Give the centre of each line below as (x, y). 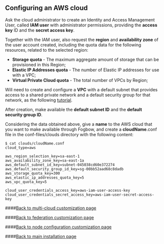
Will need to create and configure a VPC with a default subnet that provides (81, 89)
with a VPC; (24, 75)
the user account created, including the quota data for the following (73, 45)
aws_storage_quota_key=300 (33, 173)
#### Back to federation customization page (49, 217)
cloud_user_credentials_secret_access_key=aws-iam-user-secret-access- (80, 195)
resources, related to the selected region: (47, 50)
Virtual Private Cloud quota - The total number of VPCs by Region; (80, 80)
